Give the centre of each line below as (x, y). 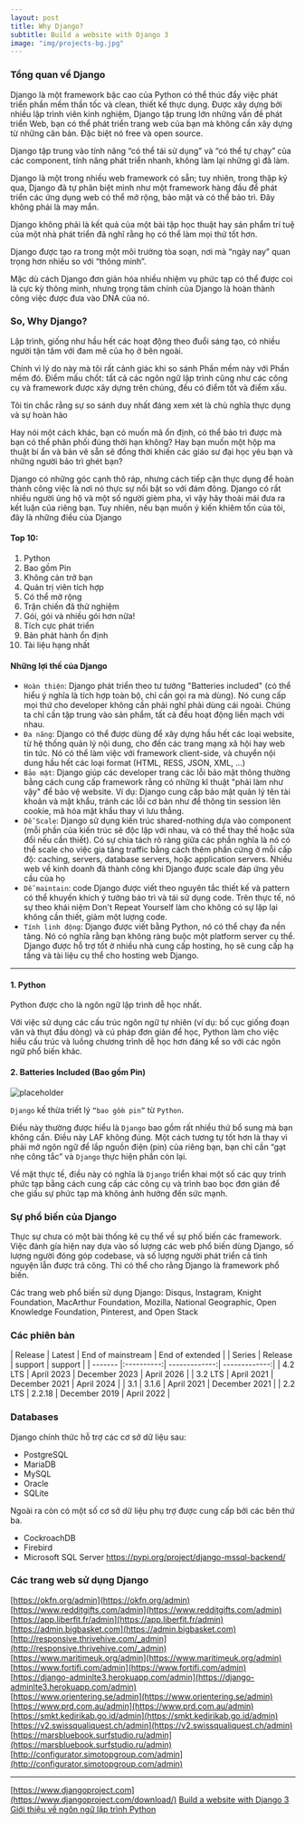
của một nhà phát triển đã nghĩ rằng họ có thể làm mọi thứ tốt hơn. (134, 234)
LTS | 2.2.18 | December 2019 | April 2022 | (91, 1393)
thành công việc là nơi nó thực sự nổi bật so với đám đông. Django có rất (146, 488)
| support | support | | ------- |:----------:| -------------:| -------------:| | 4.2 (152, 1364)
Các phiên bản (43, 1335)
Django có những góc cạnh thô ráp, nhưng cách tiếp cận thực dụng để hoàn (152, 479)
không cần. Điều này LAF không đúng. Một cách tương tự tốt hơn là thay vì (149, 1137)
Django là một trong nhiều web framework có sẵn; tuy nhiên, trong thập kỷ (149, 178)
